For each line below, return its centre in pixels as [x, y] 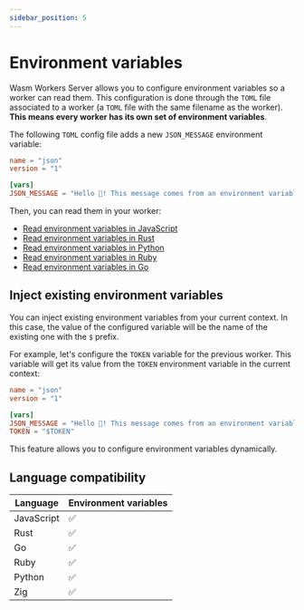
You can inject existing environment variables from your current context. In [148, 317]
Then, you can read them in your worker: [85, 211]
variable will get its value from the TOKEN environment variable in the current [150, 363]
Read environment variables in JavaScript [100, 228]
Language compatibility [78, 477]
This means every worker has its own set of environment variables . [138, 116]
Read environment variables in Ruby [90, 257]
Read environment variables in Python [93, 248]
